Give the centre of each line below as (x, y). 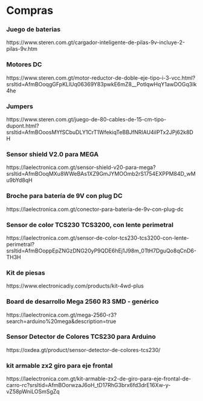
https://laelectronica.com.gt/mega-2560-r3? (61, 315)
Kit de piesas (26, 272)
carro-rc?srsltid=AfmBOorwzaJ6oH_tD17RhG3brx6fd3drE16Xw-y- (89, 385)
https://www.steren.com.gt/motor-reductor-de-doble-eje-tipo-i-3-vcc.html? (101, 78)
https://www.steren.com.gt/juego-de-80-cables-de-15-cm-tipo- (86, 120)
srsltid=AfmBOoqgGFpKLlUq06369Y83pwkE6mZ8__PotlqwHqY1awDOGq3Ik (101, 84)
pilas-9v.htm (22, 49)
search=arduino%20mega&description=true (61, 321)
